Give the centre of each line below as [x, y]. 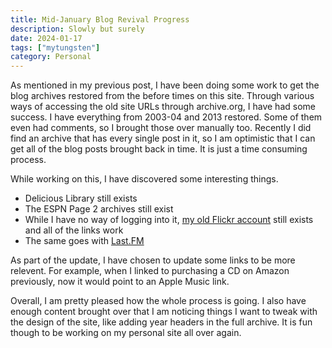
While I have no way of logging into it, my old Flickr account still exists [169, 220]
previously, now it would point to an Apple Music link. [120, 282]
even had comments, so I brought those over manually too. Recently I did [161, 128]
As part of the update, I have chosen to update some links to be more [153, 260]
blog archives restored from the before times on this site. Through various [162, 96]
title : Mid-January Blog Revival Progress [100, 19]
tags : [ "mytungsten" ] [55, 47]
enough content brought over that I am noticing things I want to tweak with [164, 312]
